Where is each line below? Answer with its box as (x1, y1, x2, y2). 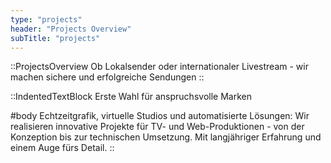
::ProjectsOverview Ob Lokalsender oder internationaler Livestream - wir (10, 61, 309, 73)
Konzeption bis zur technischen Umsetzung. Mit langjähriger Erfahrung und (10, 131, 322, 143)
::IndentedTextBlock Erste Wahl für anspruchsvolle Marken (10, 91, 252, 103)
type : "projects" (10, 14, 83, 25)
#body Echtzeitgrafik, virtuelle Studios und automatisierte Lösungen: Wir (10, 110, 310, 122)
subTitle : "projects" (10, 33, 101, 43)
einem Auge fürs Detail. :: (10, 142, 115, 154)
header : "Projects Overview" (10, 24, 132, 34)
